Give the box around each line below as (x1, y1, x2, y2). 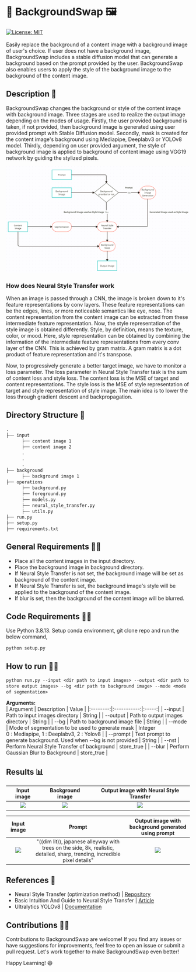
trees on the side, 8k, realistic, (41, 844, 114, 851)
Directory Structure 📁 (6, 410, 86, 420)
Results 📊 (6, 767, 44, 777)
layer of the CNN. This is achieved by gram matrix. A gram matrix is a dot (6, 344, 182, 352)
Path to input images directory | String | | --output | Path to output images (6, 712, 183, 719)
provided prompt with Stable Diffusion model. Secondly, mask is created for (6, 129, 188, 136)
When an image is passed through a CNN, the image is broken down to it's (6, 294, 185, 302)
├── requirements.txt (6, 526, 59, 532)
